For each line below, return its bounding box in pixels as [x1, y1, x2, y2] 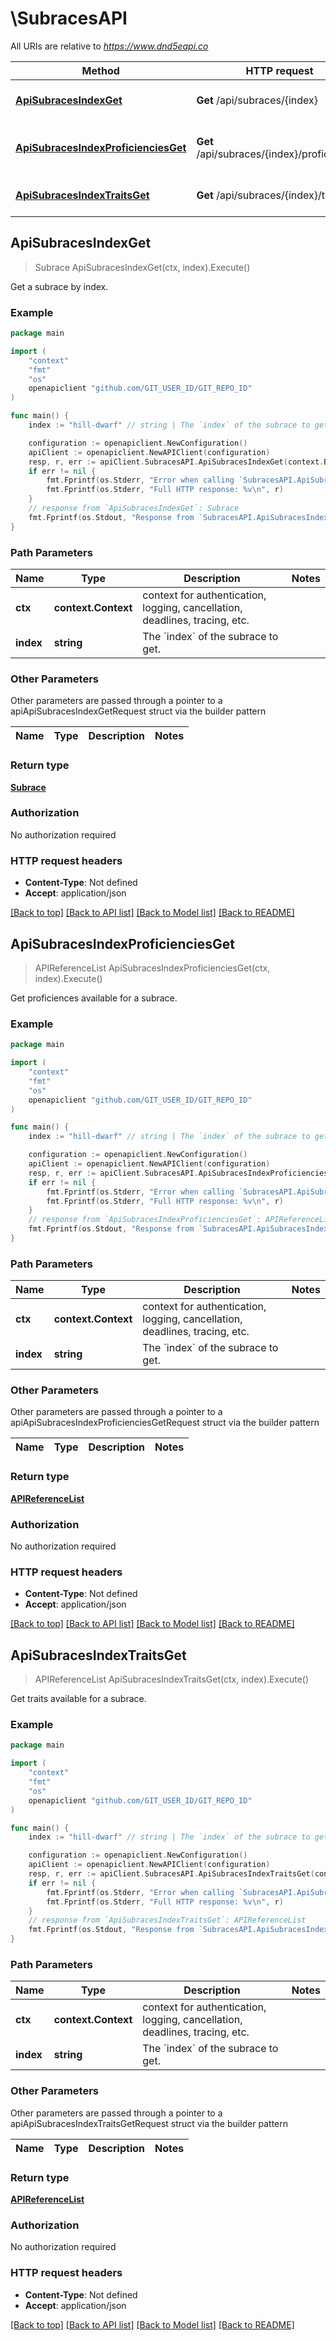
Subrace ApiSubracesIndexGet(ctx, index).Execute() [34, 261, 251, 273]
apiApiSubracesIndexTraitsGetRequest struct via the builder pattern [10, 2117, 288, 2129]
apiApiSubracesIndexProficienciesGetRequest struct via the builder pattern [10, 1417, 320, 1429]
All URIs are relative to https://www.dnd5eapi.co [10, 40, 209, 52]
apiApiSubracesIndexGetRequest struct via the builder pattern [10, 705, 267, 717]
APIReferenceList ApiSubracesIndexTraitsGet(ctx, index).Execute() [34, 1673, 310, 1686]
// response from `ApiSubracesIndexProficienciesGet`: [28, 1215, 262, 1225]
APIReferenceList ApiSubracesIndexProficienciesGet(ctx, [34, 962, 271, 974]
